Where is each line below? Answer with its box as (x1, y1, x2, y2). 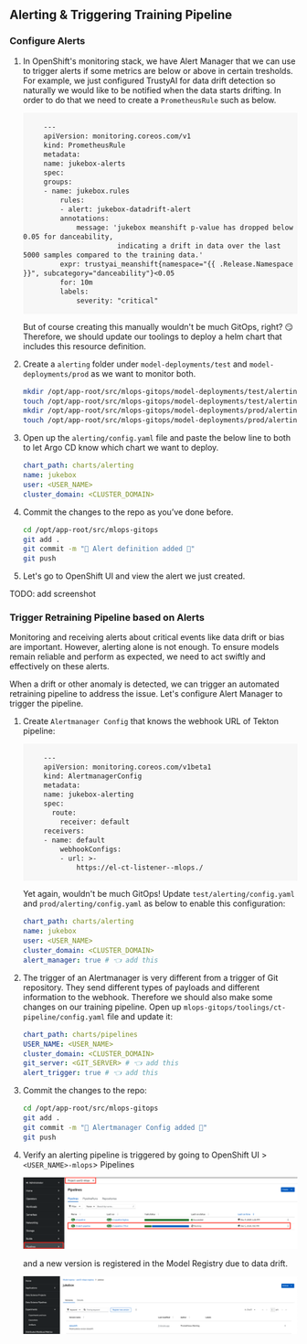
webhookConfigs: (59, 845, 122, 854)
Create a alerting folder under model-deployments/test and (22, 358, 248, 369)
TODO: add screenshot (9, 589, 96, 600)
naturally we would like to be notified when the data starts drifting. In (22, 84, 281, 95)
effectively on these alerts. (9, 661, 110, 672)
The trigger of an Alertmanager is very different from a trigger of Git (22, 972, 279, 983)
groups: (43, 177, 73, 187)
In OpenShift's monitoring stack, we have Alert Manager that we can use (22, 55, 296, 67)
